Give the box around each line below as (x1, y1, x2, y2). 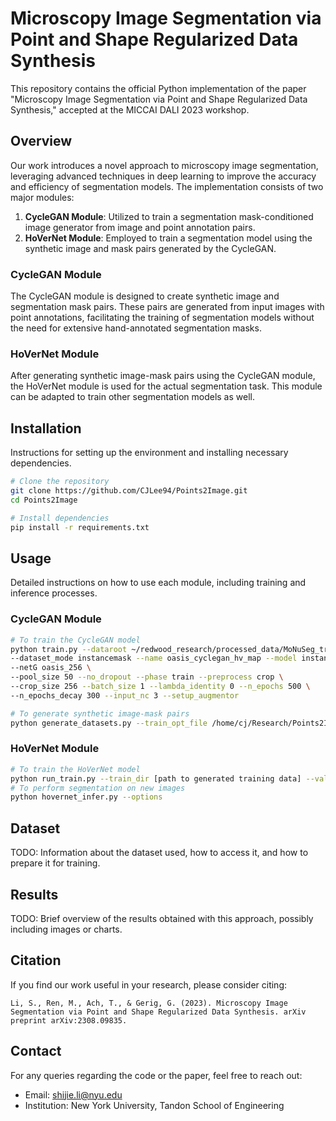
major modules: (10, 191, 75, 203)
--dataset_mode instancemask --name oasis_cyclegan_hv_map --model (10, 653, 298, 664)
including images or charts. (10, 923, 123, 935)
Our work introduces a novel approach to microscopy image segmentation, (10, 159, 319, 171)
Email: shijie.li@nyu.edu (24, 1088, 123, 1101)
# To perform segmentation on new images (10, 783, 186, 793)
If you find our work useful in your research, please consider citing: (10, 978, 288, 991)
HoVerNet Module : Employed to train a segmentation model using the (24, 232, 313, 244)
